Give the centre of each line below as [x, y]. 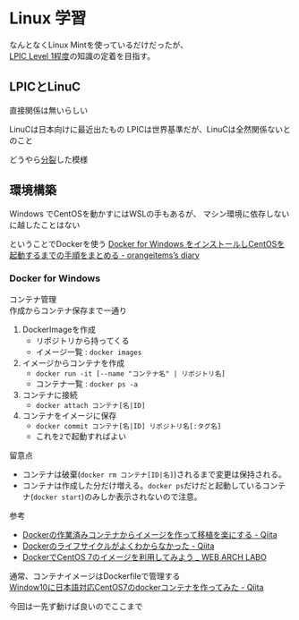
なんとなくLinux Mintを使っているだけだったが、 [98, 45]
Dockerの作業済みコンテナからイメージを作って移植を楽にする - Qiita [149, 534]
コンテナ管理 [33, 299]
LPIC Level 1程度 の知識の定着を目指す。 [82, 55]
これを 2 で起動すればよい [81, 436]
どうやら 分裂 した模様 [48, 159]
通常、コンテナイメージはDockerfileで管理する [95, 576]
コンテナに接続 [50, 395]
